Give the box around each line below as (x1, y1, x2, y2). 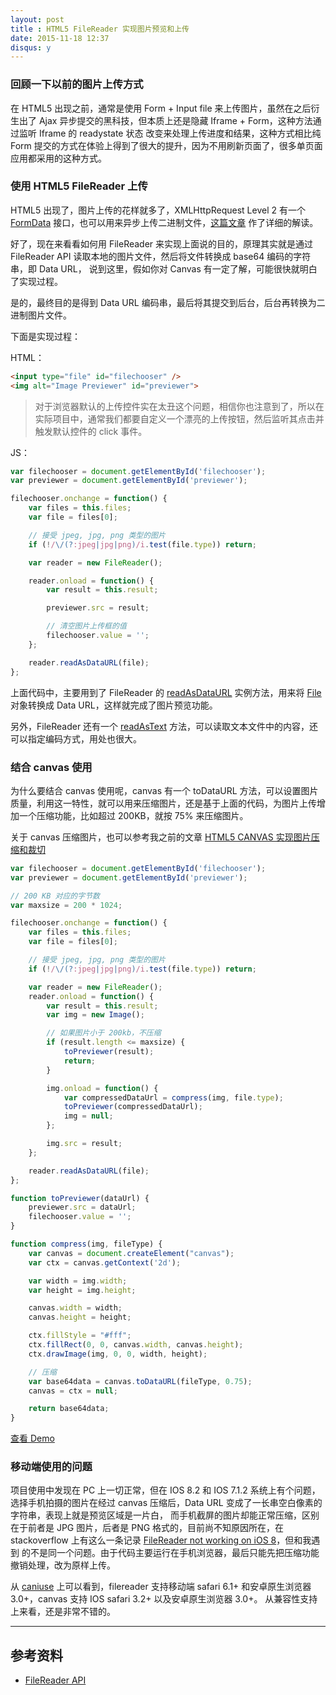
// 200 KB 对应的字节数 (10, 891, 100, 901)
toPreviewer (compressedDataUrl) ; (63, 1102, 203, 1112)
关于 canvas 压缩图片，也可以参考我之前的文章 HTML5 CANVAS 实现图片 (10, 831, 312, 843)
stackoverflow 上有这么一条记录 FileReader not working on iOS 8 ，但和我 (10, 1534, 312, 1546)
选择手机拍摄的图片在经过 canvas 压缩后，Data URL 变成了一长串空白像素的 (10, 1497, 323, 1509)
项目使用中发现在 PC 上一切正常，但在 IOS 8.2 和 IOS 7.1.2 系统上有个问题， (10, 1484, 321, 1496)
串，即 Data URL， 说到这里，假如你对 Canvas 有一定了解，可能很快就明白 (10, 262, 318, 275)
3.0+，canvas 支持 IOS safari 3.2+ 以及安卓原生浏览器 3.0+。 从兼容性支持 (10, 1593, 318, 1605)
